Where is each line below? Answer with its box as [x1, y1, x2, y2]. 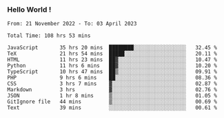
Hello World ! [7, 5, 52, 14]
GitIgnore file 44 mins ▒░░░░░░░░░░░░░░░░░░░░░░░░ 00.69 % [7, 98, 217, 106]
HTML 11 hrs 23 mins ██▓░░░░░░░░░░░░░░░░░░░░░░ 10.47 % [7, 56, 217, 63]
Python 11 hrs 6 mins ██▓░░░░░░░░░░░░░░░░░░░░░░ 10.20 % [7, 62, 217, 69]
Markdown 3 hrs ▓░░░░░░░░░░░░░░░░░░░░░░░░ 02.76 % [7, 86, 217, 93]
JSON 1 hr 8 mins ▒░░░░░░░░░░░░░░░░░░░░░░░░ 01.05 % [7, 93, 217, 99]
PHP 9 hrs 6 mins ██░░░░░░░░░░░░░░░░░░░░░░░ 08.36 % [7, 74, 217, 82]
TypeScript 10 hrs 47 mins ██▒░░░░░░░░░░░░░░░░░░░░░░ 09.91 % [7, 69, 217, 75]
